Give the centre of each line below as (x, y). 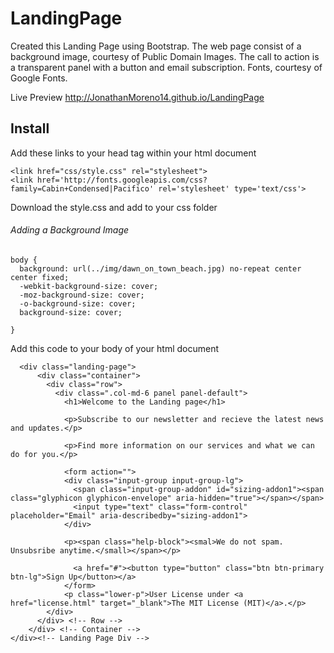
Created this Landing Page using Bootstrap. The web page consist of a (156, 46)
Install (30, 128)
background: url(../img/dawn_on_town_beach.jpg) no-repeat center (160, 268)
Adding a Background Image (70, 230)
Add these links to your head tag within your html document (133, 153)
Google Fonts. (39, 78)
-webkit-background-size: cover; (89, 286)
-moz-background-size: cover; (82, 295)
